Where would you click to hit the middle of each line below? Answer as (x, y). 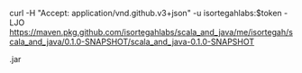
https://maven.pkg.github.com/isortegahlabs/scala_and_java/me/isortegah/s (151, 32)
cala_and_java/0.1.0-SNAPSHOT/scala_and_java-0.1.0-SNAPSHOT (132, 41)
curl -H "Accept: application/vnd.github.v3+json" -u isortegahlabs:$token (146, 13)
